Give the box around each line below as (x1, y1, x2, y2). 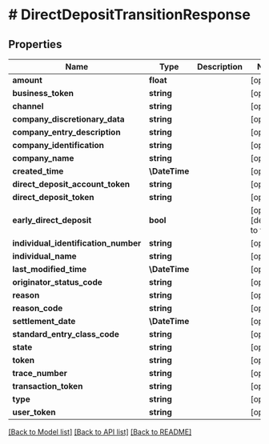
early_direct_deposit (12, 214, 92, 226)
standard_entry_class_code (12, 329, 120, 339)
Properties (8, 38, 62, 51)
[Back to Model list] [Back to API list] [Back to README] (8, 427, 192, 437)
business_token (12, 88, 74, 98)
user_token (12, 406, 56, 418)
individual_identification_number (12, 238, 142, 249)
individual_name (12, 250, 78, 262)
